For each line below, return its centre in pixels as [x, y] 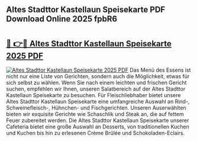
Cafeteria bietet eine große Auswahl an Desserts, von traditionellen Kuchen [98, 126]
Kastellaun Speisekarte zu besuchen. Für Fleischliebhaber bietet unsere [93, 95]
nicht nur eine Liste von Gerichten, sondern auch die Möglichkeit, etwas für [98, 76]
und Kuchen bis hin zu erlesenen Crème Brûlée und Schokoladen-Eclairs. [96, 133]
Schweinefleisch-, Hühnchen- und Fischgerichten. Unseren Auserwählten [96, 108]
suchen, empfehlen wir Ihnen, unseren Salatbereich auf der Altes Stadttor [96, 89]
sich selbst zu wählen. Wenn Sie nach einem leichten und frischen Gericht [96, 83]
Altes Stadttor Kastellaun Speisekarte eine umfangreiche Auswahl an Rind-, [98, 101]
